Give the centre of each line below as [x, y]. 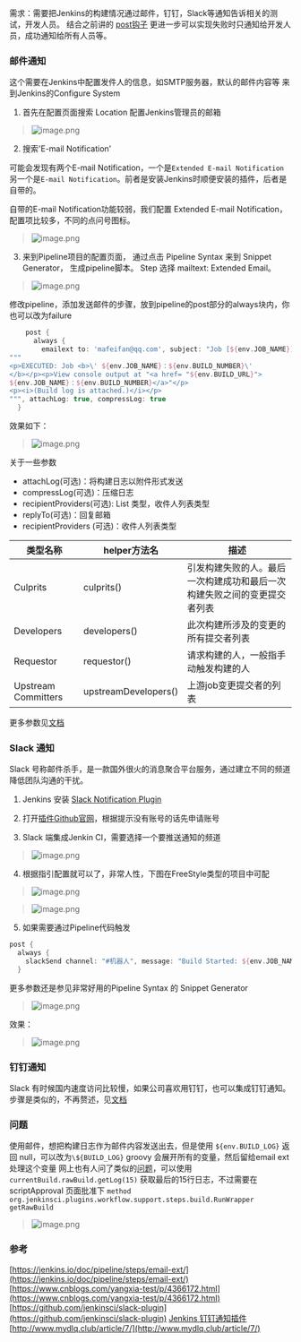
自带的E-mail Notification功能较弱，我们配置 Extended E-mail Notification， [149, 210]
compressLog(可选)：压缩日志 [78, 493]
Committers [39, 697]
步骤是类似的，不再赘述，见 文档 [68, 1099]
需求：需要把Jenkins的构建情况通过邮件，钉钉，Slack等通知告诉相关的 [140, 13]
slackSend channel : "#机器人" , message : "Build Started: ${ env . [146, 961]
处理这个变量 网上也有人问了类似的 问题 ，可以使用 [101, 1168]
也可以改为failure [41, 315]
